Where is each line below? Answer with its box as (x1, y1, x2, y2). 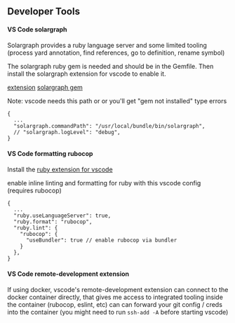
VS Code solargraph (7, 25, 68, 34)
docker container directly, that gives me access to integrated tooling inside (7, 293, 223, 301)
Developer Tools (7, 6, 81, 18)
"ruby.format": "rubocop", (13, 218, 93, 225)
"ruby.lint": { (13, 224, 58, 231)
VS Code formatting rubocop (7, 150, 93, 158)
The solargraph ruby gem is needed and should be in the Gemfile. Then (7, 62, 214, 70)
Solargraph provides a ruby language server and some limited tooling (7, 41, 207, 49)
